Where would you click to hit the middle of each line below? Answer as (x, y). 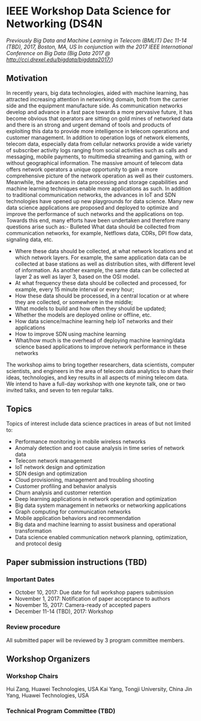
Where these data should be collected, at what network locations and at (104, 251)
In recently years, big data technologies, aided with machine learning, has (97, 93)
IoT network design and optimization (60, 467)
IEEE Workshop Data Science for (88, 11)
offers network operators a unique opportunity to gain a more (82, 169)
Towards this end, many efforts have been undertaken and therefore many (98, 220)
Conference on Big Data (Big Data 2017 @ (58, 53)
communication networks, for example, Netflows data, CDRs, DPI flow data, (100, 233)
